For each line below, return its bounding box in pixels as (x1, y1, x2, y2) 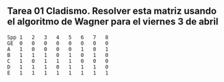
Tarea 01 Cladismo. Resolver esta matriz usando (7, 5, 217, 17)
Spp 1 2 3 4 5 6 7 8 (7, 34, 109, 41)
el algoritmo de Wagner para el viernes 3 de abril (7, 16, 219, 28)
